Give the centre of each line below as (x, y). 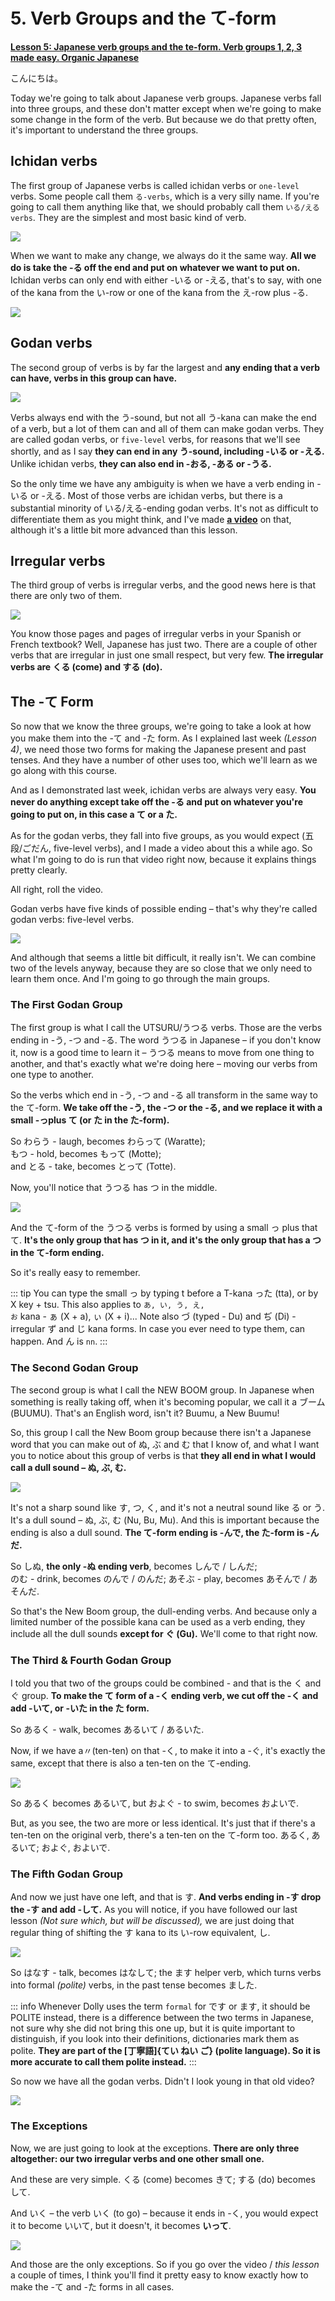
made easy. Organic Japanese (75, 57)
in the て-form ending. (57, 1253)
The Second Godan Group (74, 1368)
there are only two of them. (66, 596)
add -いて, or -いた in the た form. (80, 1708)
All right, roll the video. (57, 890)
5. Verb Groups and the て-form (143, 18)
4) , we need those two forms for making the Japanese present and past (158, 750)
